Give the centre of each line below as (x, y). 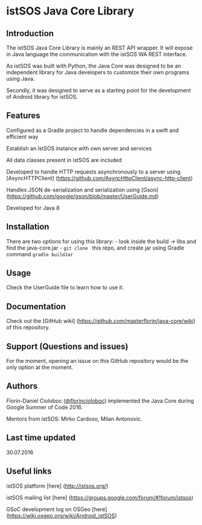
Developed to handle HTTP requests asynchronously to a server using (93, 171)
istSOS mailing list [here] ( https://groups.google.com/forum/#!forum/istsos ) (100, 497)
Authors (22, 386)
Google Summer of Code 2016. (45, 407)
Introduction (30, 33)
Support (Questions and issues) (67, 346)
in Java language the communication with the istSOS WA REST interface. (97, 54)
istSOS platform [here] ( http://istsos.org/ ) (57, 486)
